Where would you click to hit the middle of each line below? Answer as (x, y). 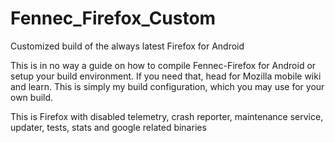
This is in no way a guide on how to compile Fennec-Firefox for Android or (163, 65)
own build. (32, 97)
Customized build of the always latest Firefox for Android (127, 46)
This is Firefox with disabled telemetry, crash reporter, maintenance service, (167, 116)
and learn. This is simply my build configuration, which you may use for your (167, 86)
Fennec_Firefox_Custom (113, 18)
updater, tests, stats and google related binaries (108, 127)
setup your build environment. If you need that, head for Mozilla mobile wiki (166, 76)
